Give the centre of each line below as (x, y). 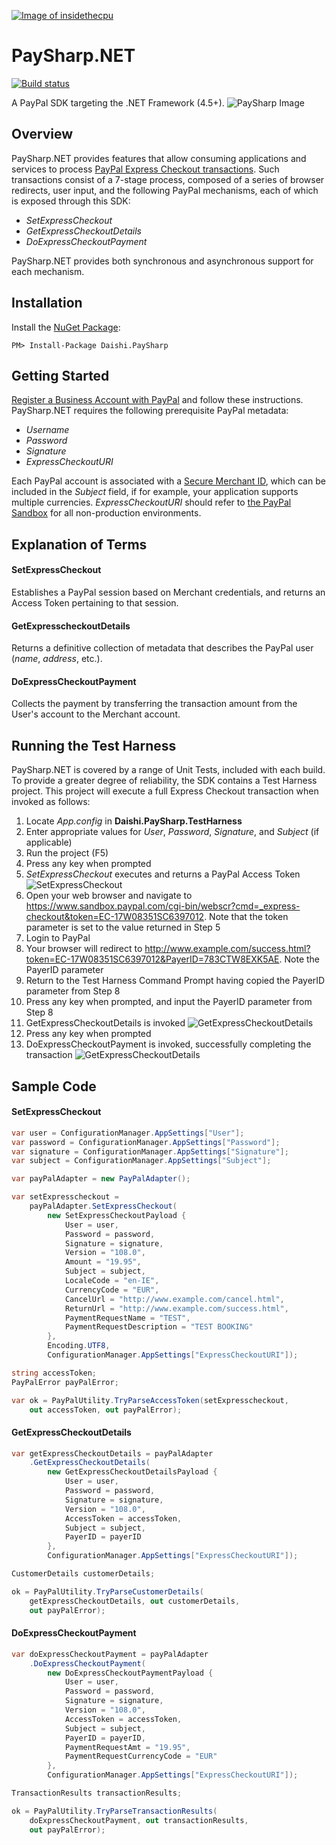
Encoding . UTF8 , (79, 1346)
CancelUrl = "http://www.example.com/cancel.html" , (174, 1299)
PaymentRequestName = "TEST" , (127, 1318)
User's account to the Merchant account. (96, 714)
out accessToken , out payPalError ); (106, 1410)
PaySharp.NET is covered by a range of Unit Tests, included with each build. (168, 770)
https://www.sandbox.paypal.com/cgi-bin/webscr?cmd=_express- (163, 906)
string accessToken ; (54, 1373)
